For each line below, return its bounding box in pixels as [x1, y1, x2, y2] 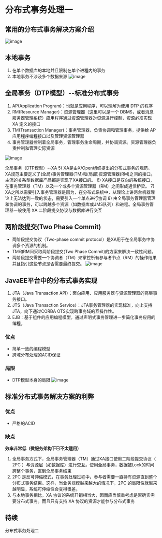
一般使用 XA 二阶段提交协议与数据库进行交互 [13, 207, 103, 213]
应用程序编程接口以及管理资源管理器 [12, 133, 85, 139]
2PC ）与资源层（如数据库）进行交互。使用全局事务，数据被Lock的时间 [12, 461, 155, 468]
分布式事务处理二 [5, 527, 39, 533]
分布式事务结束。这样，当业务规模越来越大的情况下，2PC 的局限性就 [12, 480, 149, 486]
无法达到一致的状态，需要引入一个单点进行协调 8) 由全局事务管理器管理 [13, 195, 156, 201]
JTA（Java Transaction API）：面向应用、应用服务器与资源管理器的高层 [12, 290, 153, 296]
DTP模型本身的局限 [12, 377, 51, 383]
